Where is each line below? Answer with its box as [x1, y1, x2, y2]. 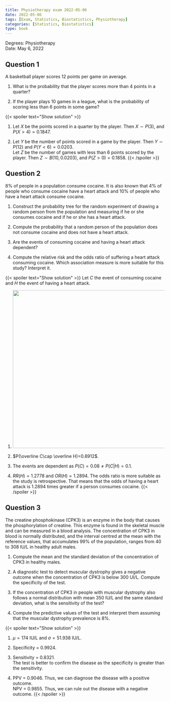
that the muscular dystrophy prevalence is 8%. [12, 615, 110, 621]
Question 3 [5, 503, 41, 512]
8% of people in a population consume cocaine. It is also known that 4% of [5, 182, 162, 189]
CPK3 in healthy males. [12, 559, 62, 565]
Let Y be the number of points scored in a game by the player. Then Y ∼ [12, 138, 163, 145]
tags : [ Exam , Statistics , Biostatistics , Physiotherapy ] [5, 17, 128, 22]
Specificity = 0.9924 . [12, 644, 57, 650]
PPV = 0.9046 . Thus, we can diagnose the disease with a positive [12, 675, 150, 681]
